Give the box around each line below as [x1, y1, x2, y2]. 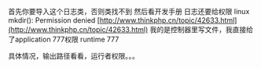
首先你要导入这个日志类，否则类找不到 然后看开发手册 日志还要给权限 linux [8, 7, 250, 16]
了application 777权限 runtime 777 [8, 34, 119, 44]
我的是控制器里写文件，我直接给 [149, 25, 254, 34]
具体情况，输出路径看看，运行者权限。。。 [8, 52, 139, 60]
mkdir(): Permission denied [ [8, 16, 101, 25]
